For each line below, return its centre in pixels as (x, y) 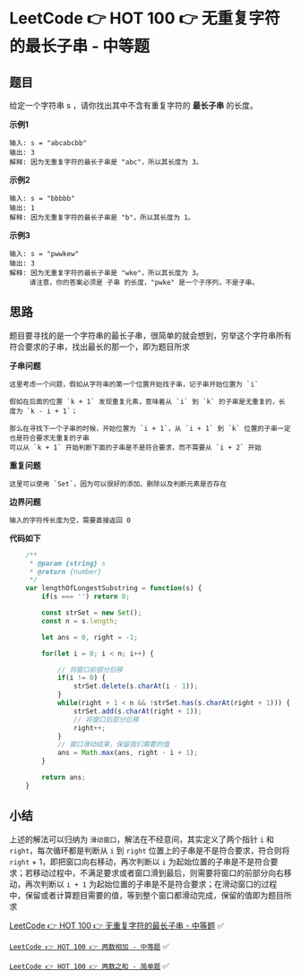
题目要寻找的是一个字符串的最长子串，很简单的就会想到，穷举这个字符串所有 (150, 335)
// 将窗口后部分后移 (106, 719)
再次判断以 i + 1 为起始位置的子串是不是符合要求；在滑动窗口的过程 (151, 884)
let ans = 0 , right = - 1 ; (90, 637)
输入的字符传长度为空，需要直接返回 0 (70, 520)
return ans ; (64, 777)
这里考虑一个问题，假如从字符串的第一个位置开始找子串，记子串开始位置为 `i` (134, 384)
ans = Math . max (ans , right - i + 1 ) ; (128, 753)
